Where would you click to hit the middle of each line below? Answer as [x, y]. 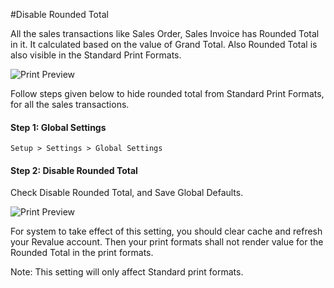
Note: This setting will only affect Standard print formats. [127, 272]
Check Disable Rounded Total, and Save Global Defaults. [127, 193]
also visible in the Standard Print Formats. [96, 55]
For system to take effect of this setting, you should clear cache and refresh [166, 231]
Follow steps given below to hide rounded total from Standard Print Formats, [167, 93]
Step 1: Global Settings [58, 127]
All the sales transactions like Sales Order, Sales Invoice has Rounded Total [165, 33]
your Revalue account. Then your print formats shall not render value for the [167, 242]
